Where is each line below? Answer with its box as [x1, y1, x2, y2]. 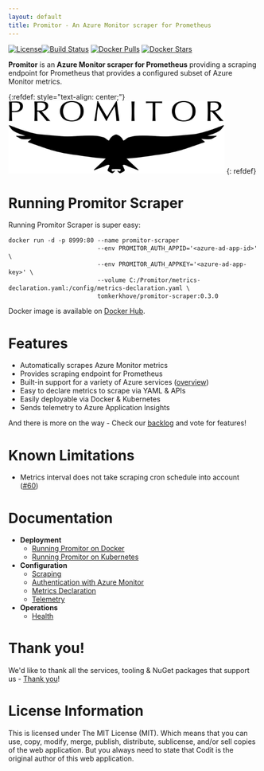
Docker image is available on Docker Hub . [8, 307, 146, 316]
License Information [8, 702, 144, 720]
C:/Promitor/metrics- [129, 276, 201, 284]
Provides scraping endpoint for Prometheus [19, 369, 163, 378]
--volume [96, 276, 126, 284]
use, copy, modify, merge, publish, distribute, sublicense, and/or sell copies [8, 737, 256, 746]
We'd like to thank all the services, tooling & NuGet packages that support [8, 666, 250, 675]
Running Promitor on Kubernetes [31, 552, 139, 562]
